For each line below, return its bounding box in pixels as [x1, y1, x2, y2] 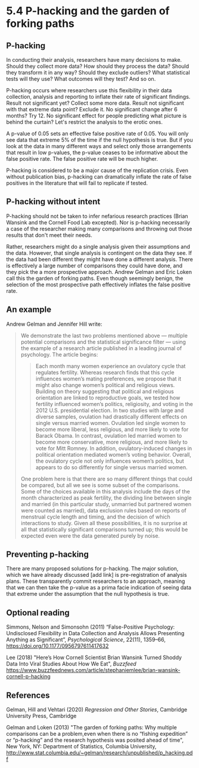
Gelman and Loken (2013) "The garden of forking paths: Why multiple [6, 724, 177, 731]
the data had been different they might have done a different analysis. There [6, 255, 194, 263]
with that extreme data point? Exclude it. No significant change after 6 [6, 106, 178, 113]
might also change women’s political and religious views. [35, 381, 175, 388]
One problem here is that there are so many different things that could [20, 475, 192, 482]
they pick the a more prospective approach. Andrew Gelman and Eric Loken [6, 268, 192, 275]
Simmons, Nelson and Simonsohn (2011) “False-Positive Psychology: [6, 623, 175, 630]
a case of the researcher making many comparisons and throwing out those [6, 225, 192, 232]
